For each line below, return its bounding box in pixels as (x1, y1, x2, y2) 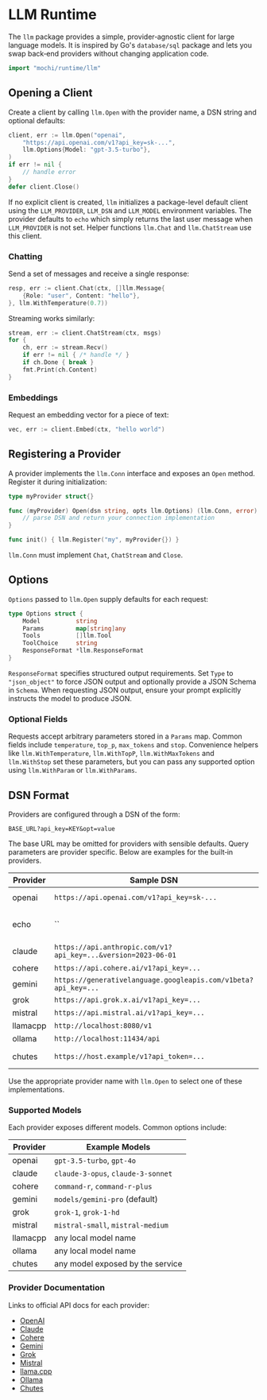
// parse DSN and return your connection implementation (22, 514, 215, 522)
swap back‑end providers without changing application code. (8, 48, 209, 58)
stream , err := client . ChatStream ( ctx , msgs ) (8, 328, 161, 337)
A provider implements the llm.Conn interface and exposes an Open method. (8, 468, 256, 478)
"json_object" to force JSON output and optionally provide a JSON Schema (8, 677, 257, 686)
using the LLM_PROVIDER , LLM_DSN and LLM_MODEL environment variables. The (8, 205, 252, 215)
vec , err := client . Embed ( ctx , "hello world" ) (8, 425, 165, 433)
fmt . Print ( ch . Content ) (22, 366, 98, 374)
